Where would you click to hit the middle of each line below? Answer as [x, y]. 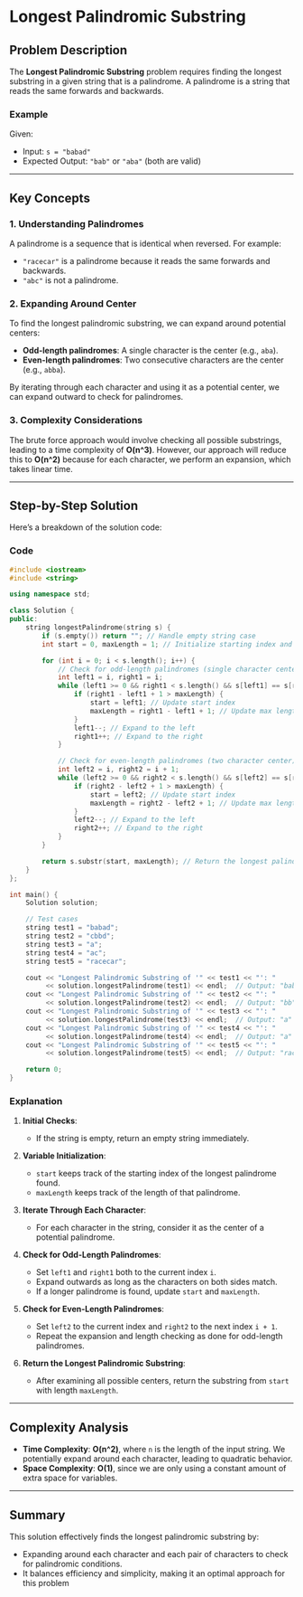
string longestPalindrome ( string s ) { [98, 628]
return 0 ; [44, 1070]
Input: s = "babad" [56, 152]
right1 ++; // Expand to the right [138, 736]
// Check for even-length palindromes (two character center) [177, 761]
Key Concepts [50, 198]
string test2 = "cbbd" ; [70, 936]
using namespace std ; [50, 594]
